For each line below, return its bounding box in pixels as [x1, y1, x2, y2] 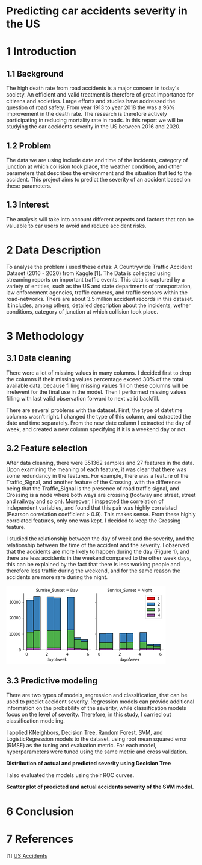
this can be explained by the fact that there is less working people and [6, 560, 180, 568]
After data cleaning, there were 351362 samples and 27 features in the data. [6, 459, 195, 466]
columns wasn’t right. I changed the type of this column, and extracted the [6, 413, 191, 420]
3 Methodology [6, 329, 84, 343]
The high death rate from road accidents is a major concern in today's [6, 84, 180, 92]
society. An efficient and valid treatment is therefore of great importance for [6, 91, 194, 98]
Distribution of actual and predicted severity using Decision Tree [6, 760, 171, 767]
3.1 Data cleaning [6, 353, 72, 363]
